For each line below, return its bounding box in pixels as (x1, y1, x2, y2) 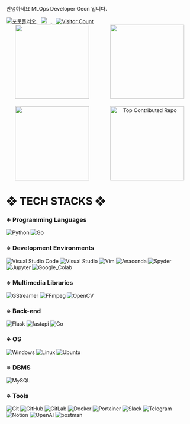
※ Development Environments (6, 244, 95, 252)
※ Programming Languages (6, 216, 87, 224)
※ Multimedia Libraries (6, 278, 73, 286)
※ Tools (6, 391, 29, 400)
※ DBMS (6, 364, 31, 372)
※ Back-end (6, 307, 41, 315)
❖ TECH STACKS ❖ (6, 195, 107, 208)
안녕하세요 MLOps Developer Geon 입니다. (6, 5, 108, 12)
